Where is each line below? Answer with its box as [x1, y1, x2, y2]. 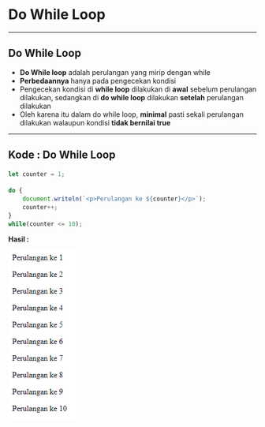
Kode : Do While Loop [8, 148, 116, 162]
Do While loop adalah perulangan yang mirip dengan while [19, 67, 211, 77]
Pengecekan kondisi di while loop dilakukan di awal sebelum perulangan [19, 84, 257, 94]
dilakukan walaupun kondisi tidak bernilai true [19, 118, 171, 127]
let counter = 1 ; [8, 170, 65, 178]
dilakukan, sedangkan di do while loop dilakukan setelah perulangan [19, 92, 244, 102]
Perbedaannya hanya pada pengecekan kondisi [19, 76, 177, 85]
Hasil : [8, 234, 30, 244]
